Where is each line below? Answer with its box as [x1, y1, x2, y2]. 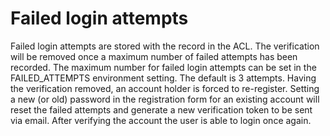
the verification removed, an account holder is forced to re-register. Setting [10, 82, 320, 94]
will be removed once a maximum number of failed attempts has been [10, 50, 298, 62]
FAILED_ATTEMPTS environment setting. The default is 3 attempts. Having [10, 72, 317, 84]
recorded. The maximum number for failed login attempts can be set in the [10, 61, 317, 73]
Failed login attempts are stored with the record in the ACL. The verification [10, 40, 320, 52]
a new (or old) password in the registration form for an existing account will [10, 93, 320, 105]
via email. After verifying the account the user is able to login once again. [10, 114, 312, 126]
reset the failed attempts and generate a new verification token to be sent [10, 103, 313, 116]
